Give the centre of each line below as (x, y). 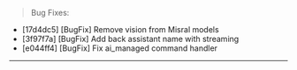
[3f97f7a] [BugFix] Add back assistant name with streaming (130, 39)
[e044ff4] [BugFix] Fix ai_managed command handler (120, 48)
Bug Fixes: (50, 13)
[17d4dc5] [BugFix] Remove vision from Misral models (120, 29)
